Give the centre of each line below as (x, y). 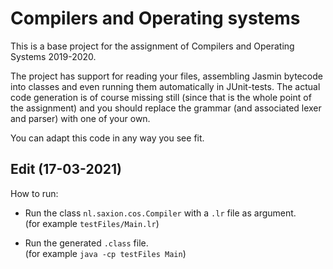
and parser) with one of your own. (80, 118)
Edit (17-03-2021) (66, 169)
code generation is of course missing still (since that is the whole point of (161, 97)
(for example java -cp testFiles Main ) (105, 253)
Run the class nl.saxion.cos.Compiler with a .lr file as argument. (160, 213)
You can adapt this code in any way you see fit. (107, 138)
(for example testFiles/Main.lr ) (92, 223)
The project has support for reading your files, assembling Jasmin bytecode (166, 76)
